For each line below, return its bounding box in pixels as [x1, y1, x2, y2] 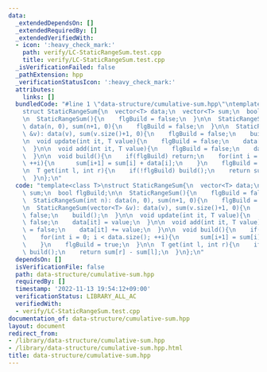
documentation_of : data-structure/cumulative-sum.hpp [8, 315, 191, 323]
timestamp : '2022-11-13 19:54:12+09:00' [15, 285, 151, 293]
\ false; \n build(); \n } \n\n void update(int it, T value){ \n [22, 211, 250, 219]
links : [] [22, 93, 56, 101]
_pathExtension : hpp [15, 71, 83, 79]
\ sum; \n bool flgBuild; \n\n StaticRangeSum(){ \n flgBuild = [22, 188, 247, 197]
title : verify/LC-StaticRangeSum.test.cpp [22, 56, 165, 64]
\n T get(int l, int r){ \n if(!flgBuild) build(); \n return [22, 167, 250, 175]
